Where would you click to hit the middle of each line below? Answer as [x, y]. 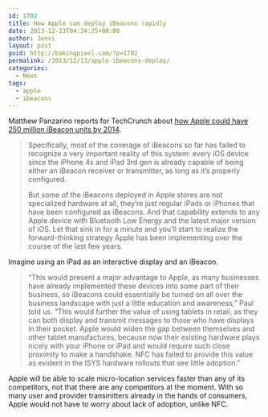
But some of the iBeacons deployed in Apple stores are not [125, 195]
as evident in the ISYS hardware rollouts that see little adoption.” [134, 363]
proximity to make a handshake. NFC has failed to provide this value [140, 354]
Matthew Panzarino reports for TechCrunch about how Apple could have [128, 121]
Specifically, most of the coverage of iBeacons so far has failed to [137, 145]
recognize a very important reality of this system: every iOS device [138, 154]
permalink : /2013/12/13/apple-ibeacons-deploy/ [89, 61]
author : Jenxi [32, 38]
